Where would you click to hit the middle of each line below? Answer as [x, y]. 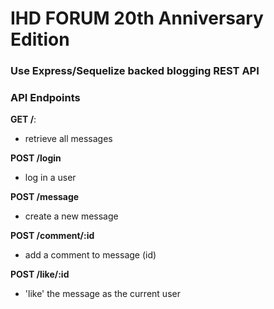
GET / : [23, 119]
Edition [40, 39]
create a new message [71, 216]
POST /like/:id [40, 274]
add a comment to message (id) [90, 255]
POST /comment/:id [52, 236]
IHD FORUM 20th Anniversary [137, 18]
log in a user [50, 178]
